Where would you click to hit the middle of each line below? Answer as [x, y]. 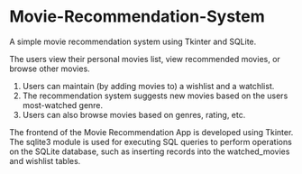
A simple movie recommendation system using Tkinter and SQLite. [133, 41]
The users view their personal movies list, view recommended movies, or [145, 59]
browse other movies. [50, 69]
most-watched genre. [63, 105]
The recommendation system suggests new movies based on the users [155, 96]
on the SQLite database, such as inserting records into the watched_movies [150, 151]
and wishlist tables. [45, 160]
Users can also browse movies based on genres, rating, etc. [134, 114]
